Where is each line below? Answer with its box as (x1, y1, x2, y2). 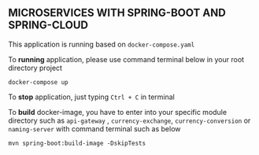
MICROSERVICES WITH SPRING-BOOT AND (8, 6, 226, 20)
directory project (8, 63, 63, 72)
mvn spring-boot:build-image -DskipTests (8, 139, 146, 147)
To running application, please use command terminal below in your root (8, 54, 245, 64)
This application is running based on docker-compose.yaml (8, 39, 195, 49)
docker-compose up (8, 78, 68, 86)
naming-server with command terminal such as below (8, 124, 181, 133)
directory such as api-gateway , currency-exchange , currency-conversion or (8, 116, 251, 125)
